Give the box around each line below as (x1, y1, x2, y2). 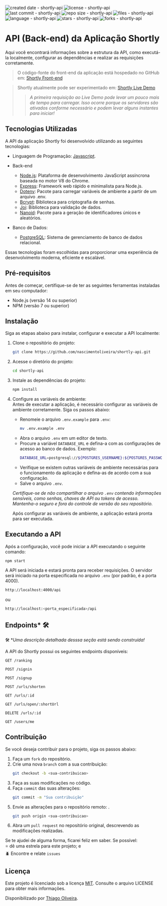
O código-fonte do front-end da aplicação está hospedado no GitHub (17, 69, 160, 75)
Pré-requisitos (5, 269, 51, 277)
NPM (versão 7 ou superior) (12, 302, 70, 308)
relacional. (19, 239, 41, 245)
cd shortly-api (12, 368, 44, 373)
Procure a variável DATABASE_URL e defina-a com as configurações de (19, 440, 161, 446)
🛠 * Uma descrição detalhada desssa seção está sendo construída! (5, 637, 145, 643)
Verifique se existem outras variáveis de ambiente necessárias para (19, 464, 159, 470)
